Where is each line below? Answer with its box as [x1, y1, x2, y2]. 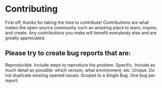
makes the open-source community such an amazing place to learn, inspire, [5, 24, 158, 30]
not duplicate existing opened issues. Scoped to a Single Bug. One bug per [5, 72, 156, 78]
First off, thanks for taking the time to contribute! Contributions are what [5, 19, 149, 25]
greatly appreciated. [5, 35, 46, 41]
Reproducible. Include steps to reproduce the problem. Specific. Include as [5, 62, 156, 68]
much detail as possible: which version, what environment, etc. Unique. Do [5, 67, 155, 73]
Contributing [5, 3, 58, 15]
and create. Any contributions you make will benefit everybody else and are [5, 30, 157, 35]
